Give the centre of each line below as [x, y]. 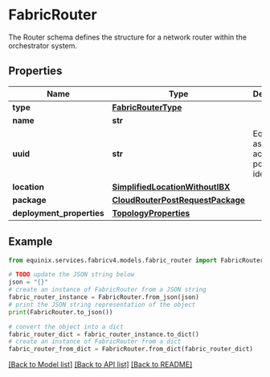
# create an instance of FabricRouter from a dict [95, 342]
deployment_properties [58, 213]
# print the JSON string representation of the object [102, 304]
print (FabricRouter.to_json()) [61, 312]
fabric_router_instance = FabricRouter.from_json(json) [104, 297]
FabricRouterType [147, 107]
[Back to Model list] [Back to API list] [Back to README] [100, 365]
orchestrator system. [43, 45]
